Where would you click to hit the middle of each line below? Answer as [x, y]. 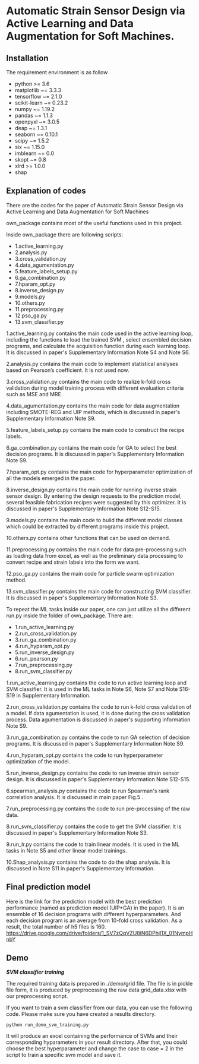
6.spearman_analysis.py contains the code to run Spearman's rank [88, 791]
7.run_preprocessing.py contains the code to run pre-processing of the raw [98, 809]
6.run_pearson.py [36, 658]
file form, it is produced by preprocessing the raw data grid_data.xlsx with [97, 990]
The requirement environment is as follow [57, 72]
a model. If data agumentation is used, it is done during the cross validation [98, 713]
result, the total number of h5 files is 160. [56, 926]
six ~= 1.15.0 [30, 147]
